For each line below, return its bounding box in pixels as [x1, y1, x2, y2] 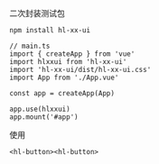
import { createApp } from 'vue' [9, 50, 136, 59]
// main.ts [9, 41, 51, 50]
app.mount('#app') [9, 113, 79, 122]
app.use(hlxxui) [9, 105, 70, 114]
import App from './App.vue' [9, 73, 119, 82]
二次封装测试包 [9, 8, 65, 18]
